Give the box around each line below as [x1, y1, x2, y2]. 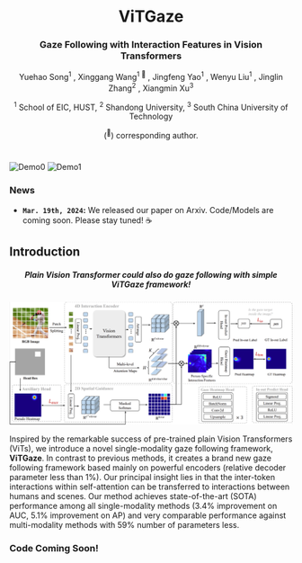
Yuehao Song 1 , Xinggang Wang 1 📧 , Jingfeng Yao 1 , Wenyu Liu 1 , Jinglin [19, 70, 283, 83]
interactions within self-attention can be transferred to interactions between [9, 481, 290, 492]
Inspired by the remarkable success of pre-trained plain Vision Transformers [9, 433, 293, 444]
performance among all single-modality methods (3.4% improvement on [9, 500, 278, 511]
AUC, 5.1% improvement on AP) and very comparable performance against [9, 510, 287, 521]
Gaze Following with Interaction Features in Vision [39, 39, 263, 51]
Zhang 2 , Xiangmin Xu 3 [108, 81, 194, 94]
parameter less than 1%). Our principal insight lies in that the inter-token [9, 471, 276, 482]
